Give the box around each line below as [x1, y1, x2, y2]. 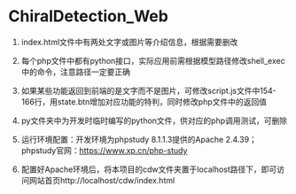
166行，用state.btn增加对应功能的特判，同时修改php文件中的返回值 [20, 96, 268, 107]
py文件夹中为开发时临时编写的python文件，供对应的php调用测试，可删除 [20, 115, 288, 126]
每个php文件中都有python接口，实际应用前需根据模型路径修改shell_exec [20, 55, 285, 66]
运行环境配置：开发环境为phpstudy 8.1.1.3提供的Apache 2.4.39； [20, 134, 258, 144]
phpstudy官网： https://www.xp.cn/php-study [20, 144, 188, 156]
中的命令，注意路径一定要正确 [20, 66, 130, 77]
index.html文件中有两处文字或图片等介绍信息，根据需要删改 [20, 36, 238, 47]
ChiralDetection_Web [8, 6, 169, 27]
